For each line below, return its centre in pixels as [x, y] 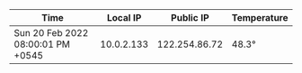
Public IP [190, 18]
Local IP [124, 18]
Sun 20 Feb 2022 [51, 33]
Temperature [260, 18]
